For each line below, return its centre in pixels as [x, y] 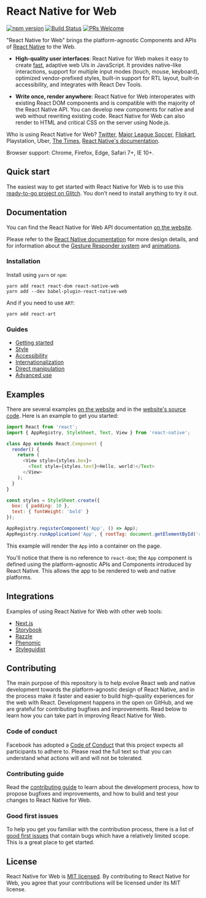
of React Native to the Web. [41, 47]
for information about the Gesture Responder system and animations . [94, 246]
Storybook [29, 630]
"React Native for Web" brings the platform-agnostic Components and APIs [101, 40]
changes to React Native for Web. [49, 800]
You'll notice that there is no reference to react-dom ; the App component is [99, 557]
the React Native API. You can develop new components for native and [105, 109]
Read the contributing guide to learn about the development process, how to [103, 787]
